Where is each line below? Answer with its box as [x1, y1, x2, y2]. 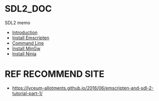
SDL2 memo [5, 20, 31, 26]
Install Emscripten [12, 35, 49, 41]
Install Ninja [12, 51, 36, 57]
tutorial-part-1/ [12, 90, 43, 96]
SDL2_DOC [5, 3, 52, 15]
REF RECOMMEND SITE [5, 68, 104, 80]
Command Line [12, 40, 44, 46]
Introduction [12, 29, 38, 35]
